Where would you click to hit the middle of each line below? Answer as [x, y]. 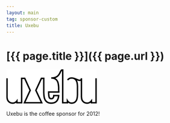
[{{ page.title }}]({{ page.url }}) [85, 56]
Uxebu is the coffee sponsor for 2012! [53, 114]
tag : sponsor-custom [32, 19]
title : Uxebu [23, 25]
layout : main [23, 13]
